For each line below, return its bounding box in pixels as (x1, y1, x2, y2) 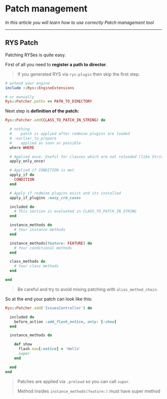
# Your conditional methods (14, 245, 72, 251)
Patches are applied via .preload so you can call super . (17, 378, 130, 384)
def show (14, 342, 32, 347)
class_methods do (9, 259, 46, 264)
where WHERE (9, 145, 35, 150)
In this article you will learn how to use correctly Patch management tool (5, 19, 154, 25)
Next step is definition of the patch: (5, 108, 80, 114)
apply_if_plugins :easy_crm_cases (9, 195, 81, 200)
